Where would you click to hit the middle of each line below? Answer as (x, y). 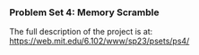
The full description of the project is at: (81, 32)
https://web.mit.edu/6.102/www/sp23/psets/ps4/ (99, 41)
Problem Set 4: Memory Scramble (84, 12)
